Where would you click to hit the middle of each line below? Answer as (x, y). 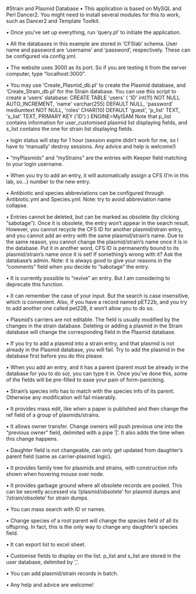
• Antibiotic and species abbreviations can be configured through (85, 193)
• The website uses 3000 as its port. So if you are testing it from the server (97, 67)
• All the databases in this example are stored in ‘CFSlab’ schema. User (92, 44)
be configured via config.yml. (42, 56)
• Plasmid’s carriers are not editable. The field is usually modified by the (93, 320)
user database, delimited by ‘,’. (42, 562)
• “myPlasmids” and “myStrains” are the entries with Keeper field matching (97, 158)
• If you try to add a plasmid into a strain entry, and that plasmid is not (90, 343)
